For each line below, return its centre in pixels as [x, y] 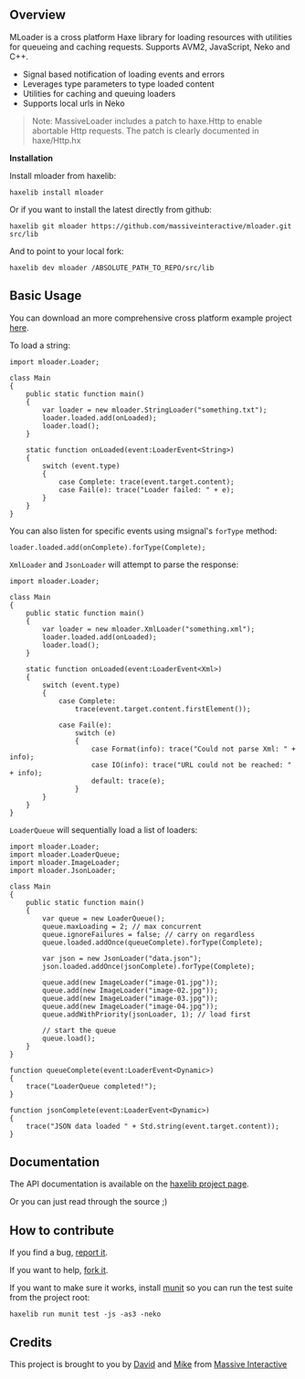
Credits [31, 1342]
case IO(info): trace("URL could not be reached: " [191, 765]
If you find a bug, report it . [58, 1253]
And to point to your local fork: [67, 251]
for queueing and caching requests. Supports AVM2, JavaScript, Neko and [150, 47]
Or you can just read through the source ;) [89, 1202]
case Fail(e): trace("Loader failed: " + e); [146, 489]
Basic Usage [46, 296]
